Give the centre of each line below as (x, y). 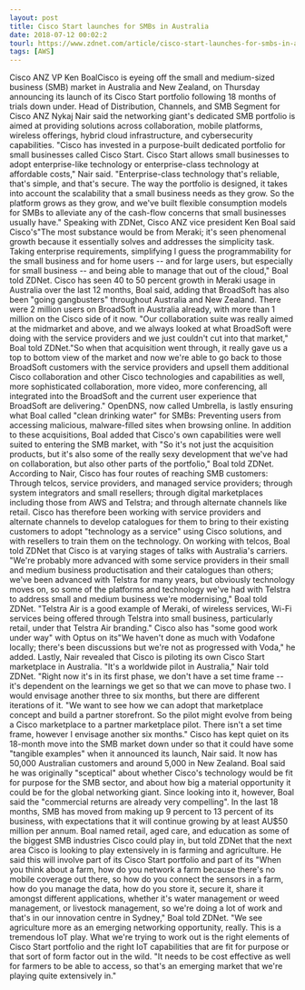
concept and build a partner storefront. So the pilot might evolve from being (151, 715)
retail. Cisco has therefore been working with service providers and (135, 512)
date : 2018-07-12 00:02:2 (58, 35)
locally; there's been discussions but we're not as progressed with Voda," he (152, 647)
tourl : (22, 43)
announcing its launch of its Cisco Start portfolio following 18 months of (143, 97)
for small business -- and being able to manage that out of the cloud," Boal (149, 271)
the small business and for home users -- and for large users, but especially (151, 261)
